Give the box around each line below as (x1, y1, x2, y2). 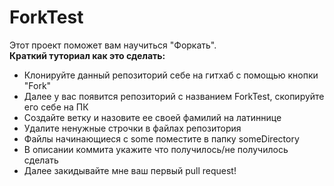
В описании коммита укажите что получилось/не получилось (23, 143, 289, 155)
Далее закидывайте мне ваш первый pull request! (23, 164, 237, 176)
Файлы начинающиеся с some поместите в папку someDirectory (23, 132, 300, 145)
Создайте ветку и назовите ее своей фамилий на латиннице (23, 111, 282, 123)
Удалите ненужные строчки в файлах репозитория (23, 122, 242, 134)
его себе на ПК (23, 101, 89, 113)
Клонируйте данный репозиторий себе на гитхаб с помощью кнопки (23, 69, 319, 81)
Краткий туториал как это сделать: (9, 49, 166, 61)
